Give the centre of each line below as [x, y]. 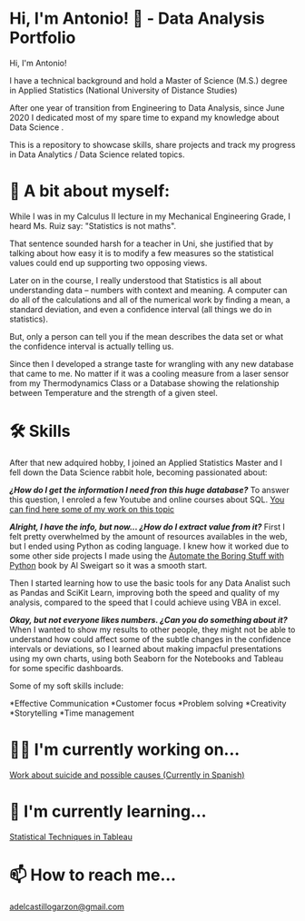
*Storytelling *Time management [72, 713]
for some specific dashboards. [67, 668]
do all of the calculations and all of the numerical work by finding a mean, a [150, 300]
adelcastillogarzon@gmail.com [67, 906]
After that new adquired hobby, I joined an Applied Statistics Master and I [146, 462]
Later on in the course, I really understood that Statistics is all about [135, 280]
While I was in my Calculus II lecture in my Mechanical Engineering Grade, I [150, 216]
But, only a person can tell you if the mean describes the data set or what [147, 336]
